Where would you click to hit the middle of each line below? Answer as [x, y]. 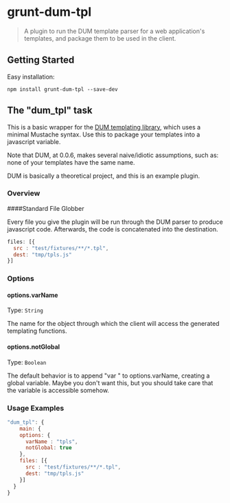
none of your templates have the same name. [71, 162]
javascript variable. [34, 141]
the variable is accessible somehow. [58, 390]
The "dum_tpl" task [50, 111]
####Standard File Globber [46, 208]
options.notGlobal [34, 347]
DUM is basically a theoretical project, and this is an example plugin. [104, 176]
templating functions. [37, 331]
